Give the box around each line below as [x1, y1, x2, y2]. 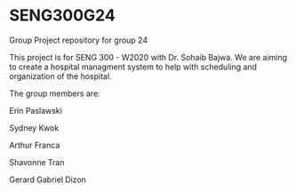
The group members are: [9, 88, 100, 99]
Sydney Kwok [9, 122, 60, 133]
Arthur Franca [9, 140, 60, 150]
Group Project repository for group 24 [9, 35, 148, 45]
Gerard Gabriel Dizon [9, 174, 87, 185]
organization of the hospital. [9, 70, 113, 81]
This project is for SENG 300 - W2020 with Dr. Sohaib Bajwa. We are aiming [9, 52, 287, 62]
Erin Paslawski [9, 105, 62, 116]
